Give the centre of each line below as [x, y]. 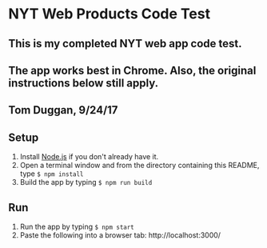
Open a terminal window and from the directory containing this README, [139, 166]
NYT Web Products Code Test [109, 14]
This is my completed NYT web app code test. [125, 44]
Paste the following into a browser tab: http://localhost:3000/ [120, 235]
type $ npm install [52, 174]
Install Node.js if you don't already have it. [89, 157]
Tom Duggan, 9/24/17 [63, 110]
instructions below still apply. [84, 83]
